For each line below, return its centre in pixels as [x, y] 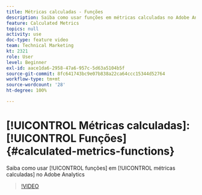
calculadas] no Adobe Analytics [46, 174]
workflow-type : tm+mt [33, 79]
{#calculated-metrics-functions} [90, 151]
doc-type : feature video [37, 40]
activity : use [24, 34]
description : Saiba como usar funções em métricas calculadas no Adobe [98, 18]
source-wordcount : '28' [36, 85]
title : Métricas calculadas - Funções [55, 12]
